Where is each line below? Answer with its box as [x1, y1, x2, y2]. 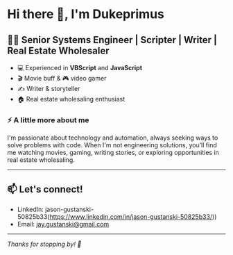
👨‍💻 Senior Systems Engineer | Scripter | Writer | [7, 34, 217, 46]
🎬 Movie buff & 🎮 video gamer [17, 74, 107, 82]
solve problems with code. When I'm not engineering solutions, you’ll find [7, 141, 217, 149]
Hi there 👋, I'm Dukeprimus [7, 6, 165, 22]
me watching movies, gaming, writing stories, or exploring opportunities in [7, 149, 220, 157]
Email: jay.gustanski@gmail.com [17, 220, 110, 229]
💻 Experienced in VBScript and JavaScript [17, 64, 143, 72]
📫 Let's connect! [7, 183, 83, 195]
